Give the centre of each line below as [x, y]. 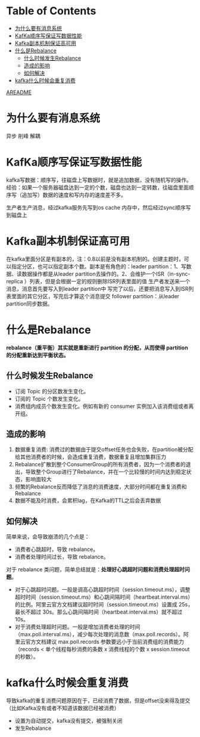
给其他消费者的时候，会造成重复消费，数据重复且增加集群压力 [90, 457]
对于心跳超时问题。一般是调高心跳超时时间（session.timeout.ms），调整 [102, 590]
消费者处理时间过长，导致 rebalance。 [62, 557]
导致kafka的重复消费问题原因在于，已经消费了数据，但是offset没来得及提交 [98, 701]
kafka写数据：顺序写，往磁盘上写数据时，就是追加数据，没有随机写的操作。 [99, 179]
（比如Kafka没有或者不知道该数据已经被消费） [63, 708]
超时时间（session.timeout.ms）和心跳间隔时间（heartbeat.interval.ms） [104, 597]
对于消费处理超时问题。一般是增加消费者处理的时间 [77, 627]
